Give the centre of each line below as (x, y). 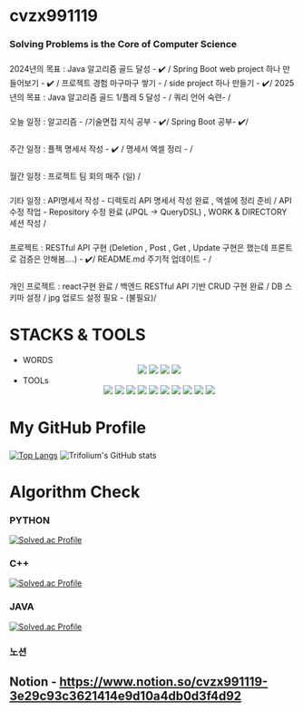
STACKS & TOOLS (78, 335)
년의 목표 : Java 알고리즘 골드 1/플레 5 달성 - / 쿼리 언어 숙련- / (120, 97)
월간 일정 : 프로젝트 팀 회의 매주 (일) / (75, 176)
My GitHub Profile (78, 427)
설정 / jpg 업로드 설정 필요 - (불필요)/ (91, 297)
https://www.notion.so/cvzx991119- (164, 682)
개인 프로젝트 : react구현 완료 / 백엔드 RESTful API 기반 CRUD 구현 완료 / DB (146, 286)
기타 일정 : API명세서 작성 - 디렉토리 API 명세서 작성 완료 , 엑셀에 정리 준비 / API (151, 200)
